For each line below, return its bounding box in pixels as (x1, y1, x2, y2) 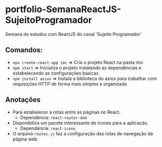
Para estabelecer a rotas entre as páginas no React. (12, 109, 120, 115)
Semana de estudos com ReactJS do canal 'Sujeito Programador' (5, 31, 142, 37)
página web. (12, 136, 39, 142)
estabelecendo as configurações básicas (12, 70, 99, 76)
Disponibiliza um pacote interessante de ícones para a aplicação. (12, 120, 148, 126)
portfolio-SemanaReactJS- (5, 4, 121, 15)
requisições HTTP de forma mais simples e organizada (12, 81, 127, 87)
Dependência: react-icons (20, 125, 76, 131)
